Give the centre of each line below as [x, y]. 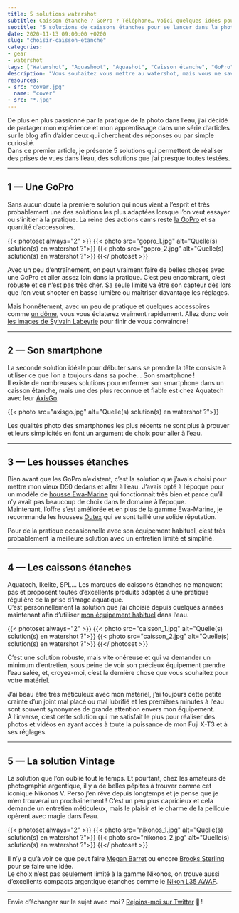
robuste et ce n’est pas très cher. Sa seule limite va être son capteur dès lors [119, 285]
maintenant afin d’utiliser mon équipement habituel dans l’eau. [98, 615]
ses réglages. [27, 732]
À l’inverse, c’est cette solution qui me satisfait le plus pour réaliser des [111, 717]
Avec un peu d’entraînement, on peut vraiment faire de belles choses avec [116, 270]
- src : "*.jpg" [30, 100]
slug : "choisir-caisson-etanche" [57, 41]
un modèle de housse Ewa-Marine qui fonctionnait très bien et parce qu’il [115, 494]
